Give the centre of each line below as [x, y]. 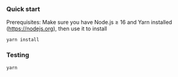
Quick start [23, 9]
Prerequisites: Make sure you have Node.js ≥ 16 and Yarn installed [89, 22]
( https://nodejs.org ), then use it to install [57, 28]
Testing [18, 55]
